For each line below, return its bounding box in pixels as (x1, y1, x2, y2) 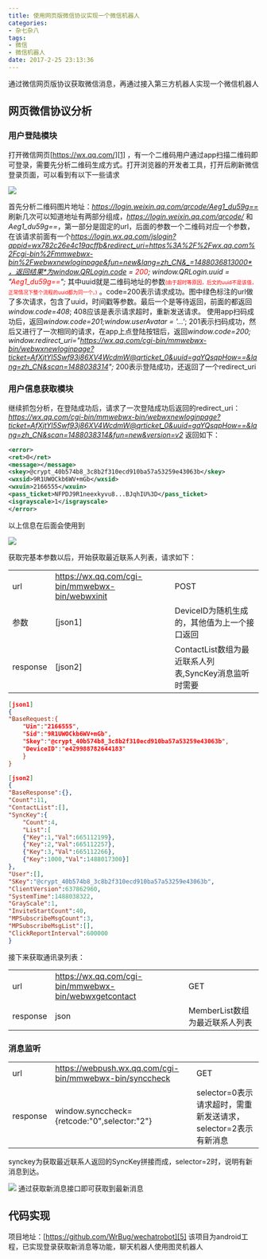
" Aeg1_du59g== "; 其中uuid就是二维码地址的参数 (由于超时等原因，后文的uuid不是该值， (8, 276, 257, 286)
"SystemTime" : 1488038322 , (8, 892, 94, 900)
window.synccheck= (55, 1105, 133, 1117)
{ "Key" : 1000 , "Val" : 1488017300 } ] (22, 856, 130, 863)
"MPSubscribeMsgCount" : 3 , (8, 914, 94, 923)
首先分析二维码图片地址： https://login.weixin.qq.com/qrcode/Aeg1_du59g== (8, 201, 259, 211)
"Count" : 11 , (8, 797, 48, 805)
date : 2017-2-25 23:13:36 (8, 57, 94, 64)
